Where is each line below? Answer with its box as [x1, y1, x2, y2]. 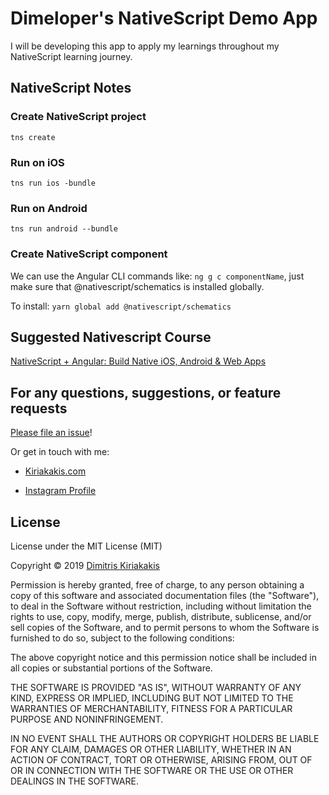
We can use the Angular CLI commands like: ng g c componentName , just [10, 270, 305, 282]
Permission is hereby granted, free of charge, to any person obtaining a [10, 578, 305, 591]
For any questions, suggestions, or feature [10, 384, 282, 401]
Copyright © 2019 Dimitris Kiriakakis [10, 559, 160, 571]
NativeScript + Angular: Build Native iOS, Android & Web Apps [10, 355, 267, 367]
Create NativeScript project [10, 110, 147, 124]
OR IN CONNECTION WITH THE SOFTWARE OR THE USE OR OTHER [10, 764, 294, 776]
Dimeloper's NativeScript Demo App [10, 7, 318, 30]
